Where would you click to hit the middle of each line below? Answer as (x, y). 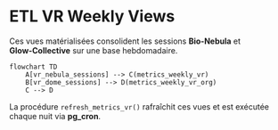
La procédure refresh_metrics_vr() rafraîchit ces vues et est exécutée (139, 106)
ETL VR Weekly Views (92, 16)
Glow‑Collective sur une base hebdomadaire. (94, 50)
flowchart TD (33, 67)
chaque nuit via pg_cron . (55, 116)
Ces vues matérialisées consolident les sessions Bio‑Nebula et (125, 41)
